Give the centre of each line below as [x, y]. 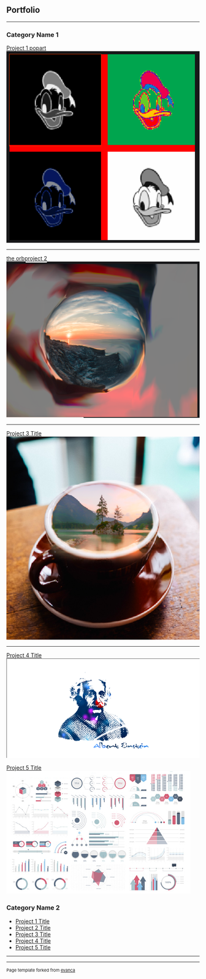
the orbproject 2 [27, 258]
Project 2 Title [33, 927]
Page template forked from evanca [41, 970]
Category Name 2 [33, 908]
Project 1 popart [26, 48]
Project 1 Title [32, 921]
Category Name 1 [32, 34]
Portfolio [23, 10]
